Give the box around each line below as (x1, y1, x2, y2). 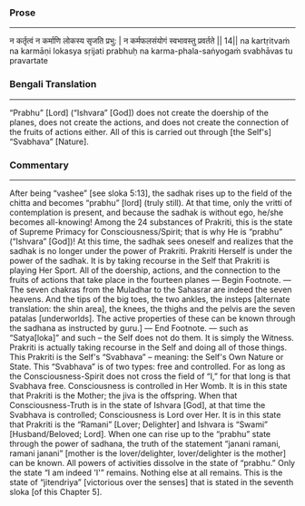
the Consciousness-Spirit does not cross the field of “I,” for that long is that (9, 370, 290, 382)
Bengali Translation (9, 78, 97, 91)
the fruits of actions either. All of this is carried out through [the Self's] (9, 126, 272, 137)
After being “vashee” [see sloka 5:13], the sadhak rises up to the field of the (9, 188, 292, 199)
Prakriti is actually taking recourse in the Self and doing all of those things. (9, 342, 288, 353)
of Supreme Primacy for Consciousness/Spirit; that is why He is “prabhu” (9, 226, 283, 237)
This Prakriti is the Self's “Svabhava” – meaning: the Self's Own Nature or (9, 351, 284, 362)
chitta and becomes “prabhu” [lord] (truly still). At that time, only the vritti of (9, 197, 292, 208)
